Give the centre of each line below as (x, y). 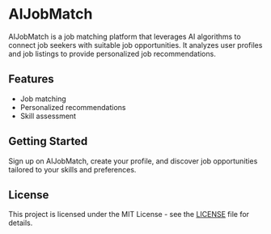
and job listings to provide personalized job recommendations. (112, 53)
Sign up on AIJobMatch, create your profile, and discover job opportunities (133, 161)
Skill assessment (48, 116)
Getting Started (48, 141)
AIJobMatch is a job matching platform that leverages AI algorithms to (125, 36)
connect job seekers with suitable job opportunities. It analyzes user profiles (135, 45)
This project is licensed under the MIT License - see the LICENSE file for (129, 215)
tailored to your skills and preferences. (72, 169)
